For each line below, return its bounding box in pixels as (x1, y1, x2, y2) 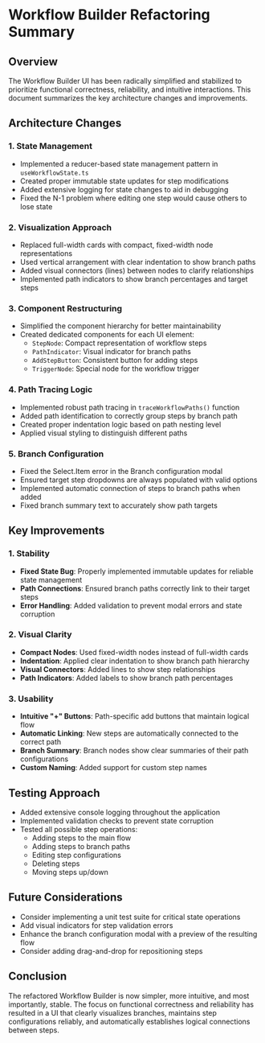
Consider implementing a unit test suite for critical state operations (19, 912, 241, 921)
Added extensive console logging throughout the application (19, 807, 221, 817)
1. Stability (8, 548, 50, 559)
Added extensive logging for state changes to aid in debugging (19, 184, 229, 194)
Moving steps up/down (31, 867, 108, 876)
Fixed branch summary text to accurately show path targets (19, 501, 218, 510)
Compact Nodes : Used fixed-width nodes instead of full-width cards (19, 647, 249, 657)
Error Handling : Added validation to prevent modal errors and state (19, 600, 243, 610)
